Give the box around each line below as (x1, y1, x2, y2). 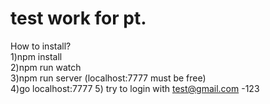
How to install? (10, 40, 72, 52)
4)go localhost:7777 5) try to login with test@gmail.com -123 (10, 82, 260, 94)
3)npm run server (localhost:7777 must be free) (10, 72, 207, 84)
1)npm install (10, 50, 63, 62)
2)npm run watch (10, 61, 82, 73)
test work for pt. (10, 7, 147, 30)
